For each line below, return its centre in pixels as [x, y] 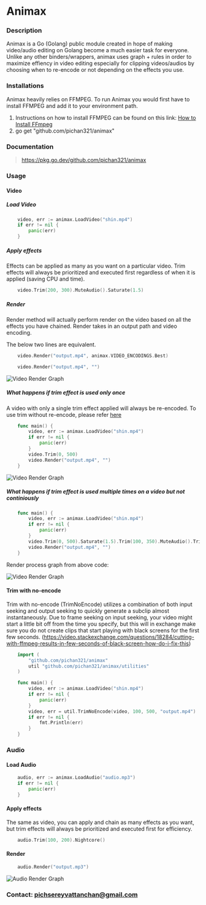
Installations [25, 86]
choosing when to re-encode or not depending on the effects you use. [95, 70]
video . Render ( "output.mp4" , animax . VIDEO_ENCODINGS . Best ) [93, 355]
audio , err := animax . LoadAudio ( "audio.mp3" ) [77, 778]
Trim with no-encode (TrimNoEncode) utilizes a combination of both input [100, 604]
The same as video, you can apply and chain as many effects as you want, [100, 822]
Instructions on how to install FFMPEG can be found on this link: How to [105, 117]
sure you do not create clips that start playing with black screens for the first [103, 630]
